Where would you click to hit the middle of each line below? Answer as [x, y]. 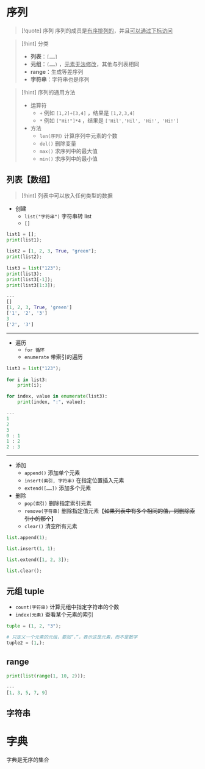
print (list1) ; [24, 240]
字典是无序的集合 [28, 759]
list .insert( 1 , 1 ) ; [31, 549]
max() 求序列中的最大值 [69, 151]
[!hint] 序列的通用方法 [48, 92]
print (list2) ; [24, 257]
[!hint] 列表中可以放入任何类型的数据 [67, 195]
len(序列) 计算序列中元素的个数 [78, 135]
